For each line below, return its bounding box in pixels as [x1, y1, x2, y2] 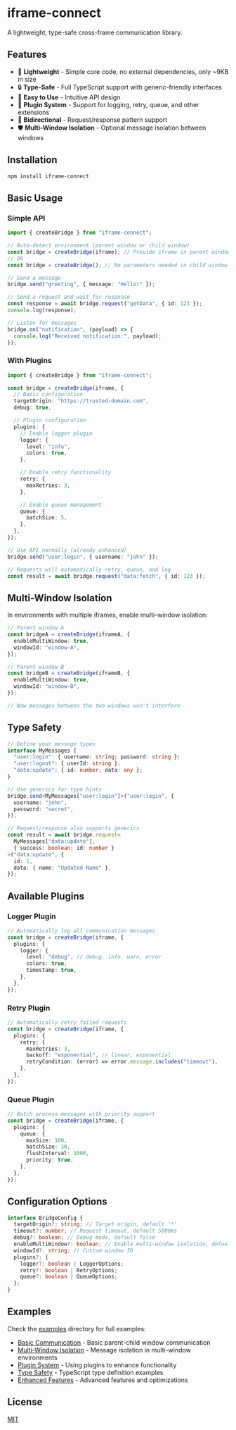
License [7, 1396, 43, 1408]
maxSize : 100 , [25, 1137, 68, 1144]
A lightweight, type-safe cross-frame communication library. [7, 28, 183, 37]
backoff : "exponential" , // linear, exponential [25, 1052, 171, 1059]
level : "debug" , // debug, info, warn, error [25, 954, 162, 961]
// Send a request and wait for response [7, 294, 131, 301]
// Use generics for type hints [7, 786, 102, 793]
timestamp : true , [25, 967, 77, 974]
